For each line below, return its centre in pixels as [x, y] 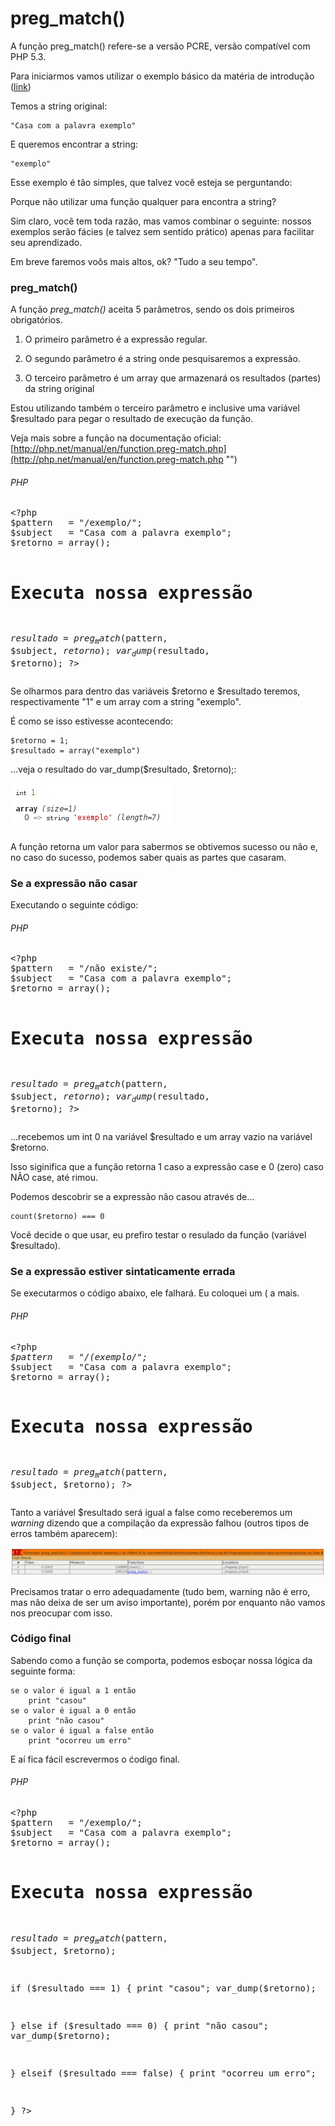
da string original [59, 389]
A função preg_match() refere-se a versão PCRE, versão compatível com [160, 46]
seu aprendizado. [46, 242]
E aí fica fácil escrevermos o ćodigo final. [95, 1759]
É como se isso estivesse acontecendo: [92, 721]
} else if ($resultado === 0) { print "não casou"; [140, 2025]
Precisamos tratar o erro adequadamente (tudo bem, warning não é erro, [160, 1591]
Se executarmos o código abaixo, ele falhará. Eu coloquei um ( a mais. [155, 1293]
